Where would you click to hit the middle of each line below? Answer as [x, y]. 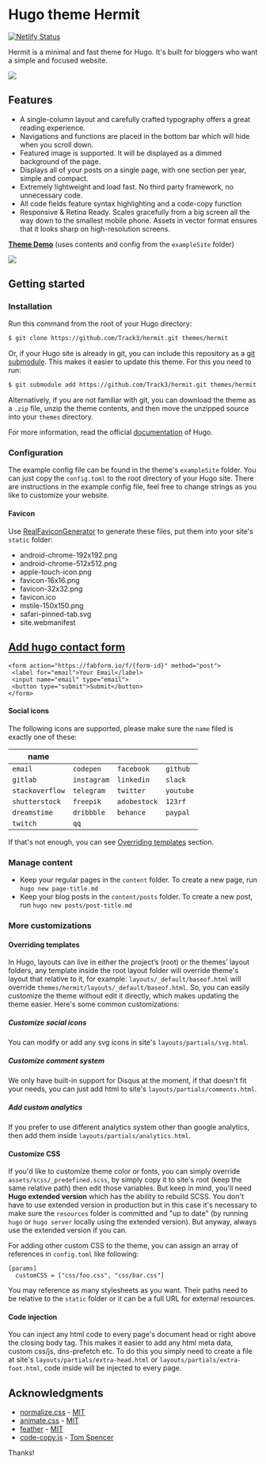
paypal [178, 812]
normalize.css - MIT [52, 1412]
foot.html [25, 1369]
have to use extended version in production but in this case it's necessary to [133, 1205]
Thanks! [21, 1453]
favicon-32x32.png [51, 588]
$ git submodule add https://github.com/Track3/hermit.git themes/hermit [133, 385]
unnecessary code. [51, 195]
